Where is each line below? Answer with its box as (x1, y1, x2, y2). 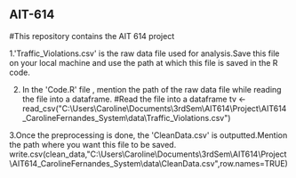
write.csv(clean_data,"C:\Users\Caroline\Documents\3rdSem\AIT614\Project (9, 149, 287, 159)
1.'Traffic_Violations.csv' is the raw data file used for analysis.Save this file (9, 48, 280, 59)
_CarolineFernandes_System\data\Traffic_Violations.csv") (21, 112, 231, 123)
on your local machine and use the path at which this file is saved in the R (9, 57, 278, 68)
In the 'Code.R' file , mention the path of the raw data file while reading (21, 84, 282, 94)
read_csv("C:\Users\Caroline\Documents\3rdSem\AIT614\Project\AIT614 (21, 102, 287, 114)
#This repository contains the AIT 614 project (9, 30, 175, 41)
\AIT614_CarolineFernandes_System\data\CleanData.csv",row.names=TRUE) (9, 158, 289, 168)
